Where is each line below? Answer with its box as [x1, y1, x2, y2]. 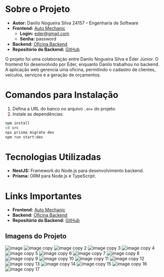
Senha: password [19, 36, 56, 42]
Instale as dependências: [12, 111, 64, 117]
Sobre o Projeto [5, 3, 71, 15]
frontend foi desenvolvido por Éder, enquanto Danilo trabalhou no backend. [5, 61, 160, 67]
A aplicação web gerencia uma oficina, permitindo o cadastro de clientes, [5, 66, 156, 73]
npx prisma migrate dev [5, 130, 55, 135]
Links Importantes [5, 190, 82, 202]
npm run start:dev [5, 134, 43, 140]
